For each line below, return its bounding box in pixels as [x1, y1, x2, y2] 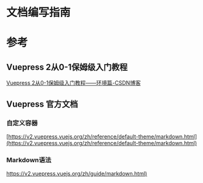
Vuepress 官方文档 [6, 99, 78, 109]
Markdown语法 [6, 156, 52, 164]
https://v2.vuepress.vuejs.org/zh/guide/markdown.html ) [6, 170, 148, 178]
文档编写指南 [6, 5, 71, 20]
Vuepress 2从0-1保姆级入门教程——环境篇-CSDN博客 [6, 79, 141, 87]
